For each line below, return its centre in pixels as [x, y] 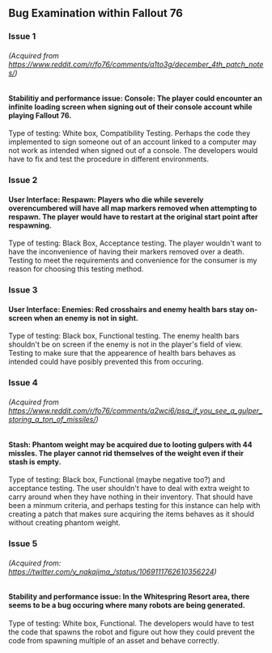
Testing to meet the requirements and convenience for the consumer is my [133, 260]
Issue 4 [23, 382]
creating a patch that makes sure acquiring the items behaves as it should [132, 514]
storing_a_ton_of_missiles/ [52, 419]
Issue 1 [22, 36]
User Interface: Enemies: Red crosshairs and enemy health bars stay [126, 309]
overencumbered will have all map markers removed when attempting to [133, 208]
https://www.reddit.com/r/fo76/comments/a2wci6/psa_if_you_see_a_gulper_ [136, 410]
